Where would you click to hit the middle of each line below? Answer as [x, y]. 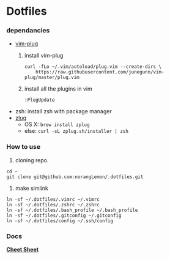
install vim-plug [44, 56]
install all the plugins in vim [58, 89]
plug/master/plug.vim [52, 78]
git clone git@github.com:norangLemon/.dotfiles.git [75, 177]
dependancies [28, 31]
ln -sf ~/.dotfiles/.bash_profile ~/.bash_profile [72, 210]
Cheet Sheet [22, 250]
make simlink [32, 188]
